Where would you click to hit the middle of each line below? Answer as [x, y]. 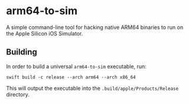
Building [22, 52]
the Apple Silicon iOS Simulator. [45, 33]
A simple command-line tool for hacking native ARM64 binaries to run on [95, 27]
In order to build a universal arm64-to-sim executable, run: [76, 66]
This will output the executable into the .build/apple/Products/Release [92, 88]
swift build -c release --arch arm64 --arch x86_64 [71, 77]
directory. [18, 94]
